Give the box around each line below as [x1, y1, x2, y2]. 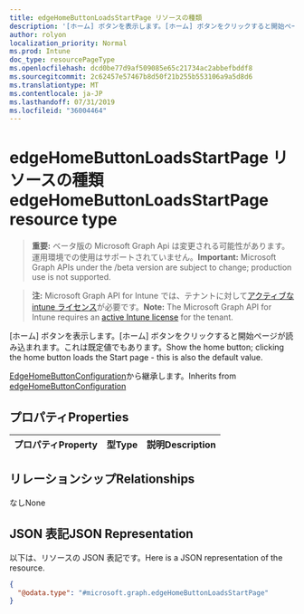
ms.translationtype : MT [9, 81, 100, 90]
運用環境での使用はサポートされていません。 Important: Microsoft [31, 252, 277, 263]
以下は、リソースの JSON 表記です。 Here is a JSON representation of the [9, 552, 283, 562]
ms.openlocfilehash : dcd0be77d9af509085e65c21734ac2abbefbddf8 [9, 64, 253, 73]
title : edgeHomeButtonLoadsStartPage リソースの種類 [9, 13, 203, 23]
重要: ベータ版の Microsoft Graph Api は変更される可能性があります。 [31, 241, 290, 252]
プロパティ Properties [9, 409, 129, 425]
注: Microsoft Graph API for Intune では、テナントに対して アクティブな [31, 291, 295, 302]
